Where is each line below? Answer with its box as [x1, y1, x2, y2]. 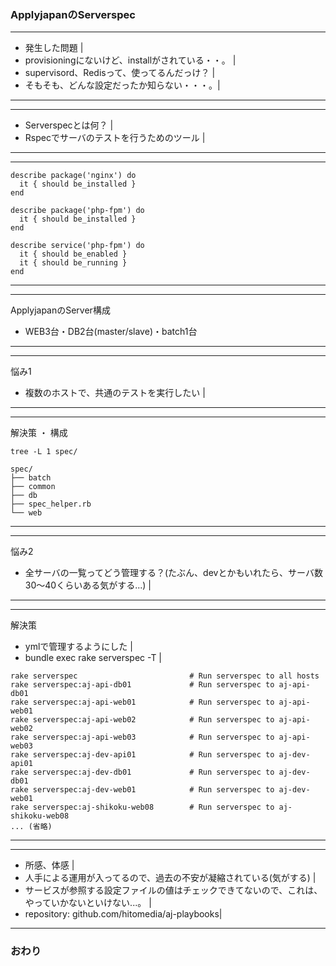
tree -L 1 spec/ [10, 447, 78, 457]
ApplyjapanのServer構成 [10, 304, 111, 316]
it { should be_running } [19, 258, 128, 268]
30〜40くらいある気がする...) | [24, 579, 152, 591]
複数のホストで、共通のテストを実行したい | [24, 387, 206, 399]
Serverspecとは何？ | [24, 119, 114, 131]
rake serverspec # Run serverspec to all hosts [10, 671, 320, 681]
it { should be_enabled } [19, 249, 128, 260]
